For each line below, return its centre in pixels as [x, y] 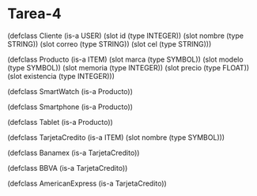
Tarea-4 [34, 14]
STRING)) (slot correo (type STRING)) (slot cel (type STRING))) [110, 43]
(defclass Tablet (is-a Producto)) [60, 122]
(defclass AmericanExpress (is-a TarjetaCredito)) [87, 183]
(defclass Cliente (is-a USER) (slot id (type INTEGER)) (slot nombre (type [126, 36]
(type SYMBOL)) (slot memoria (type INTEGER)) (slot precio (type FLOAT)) [128, 67]
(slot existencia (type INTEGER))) [61, 76]
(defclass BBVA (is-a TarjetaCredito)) [68, 168]
